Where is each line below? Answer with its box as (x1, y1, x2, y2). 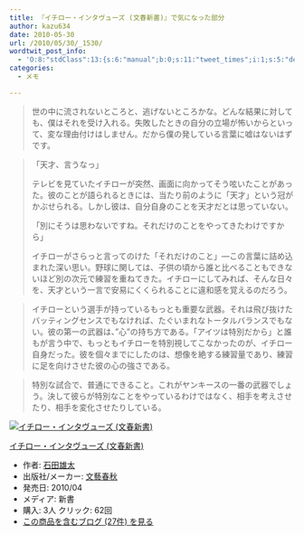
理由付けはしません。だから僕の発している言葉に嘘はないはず (62, 128, 293, 139)
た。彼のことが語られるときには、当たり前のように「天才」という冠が (31, 189, 294, 200)
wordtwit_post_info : (9, 47, 88, 56)
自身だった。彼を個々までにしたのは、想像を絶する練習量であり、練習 (31, 349, 294, 360)
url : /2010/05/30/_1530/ (9, 38, 103, 48)
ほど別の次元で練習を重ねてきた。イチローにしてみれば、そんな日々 (39, 273, 293, 284)
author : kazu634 (9, 22, 71, 31)
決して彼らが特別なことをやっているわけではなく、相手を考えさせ (46, 390, 292, 401)
